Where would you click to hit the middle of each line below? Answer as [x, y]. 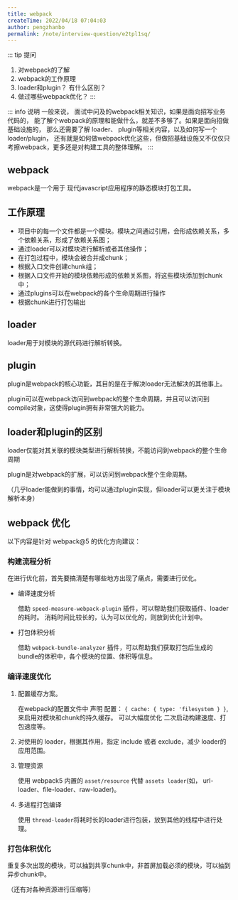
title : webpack [30, 14]
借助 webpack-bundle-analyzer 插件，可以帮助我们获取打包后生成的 [115, 648]
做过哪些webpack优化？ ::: [56, 97]
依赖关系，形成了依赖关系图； [67, 239]
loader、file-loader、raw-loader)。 [69, 789]
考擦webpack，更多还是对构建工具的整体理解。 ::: [81, 147]
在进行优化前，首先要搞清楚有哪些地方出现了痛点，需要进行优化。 [104, 578]
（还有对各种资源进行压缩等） [51, 889]
